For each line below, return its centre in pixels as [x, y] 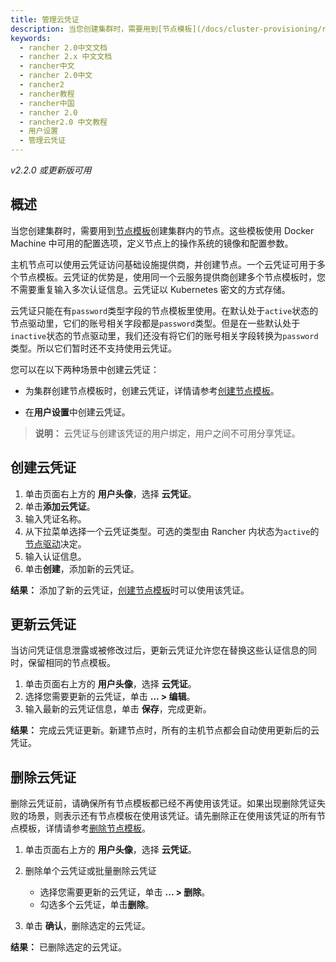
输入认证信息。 [55, 556]
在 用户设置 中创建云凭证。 [77, 412]
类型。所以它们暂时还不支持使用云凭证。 [93, 348]
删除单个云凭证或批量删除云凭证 [90, 871]
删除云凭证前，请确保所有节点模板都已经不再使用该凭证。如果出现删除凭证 [163, 803]
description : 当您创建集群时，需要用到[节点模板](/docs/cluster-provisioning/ [166, 29]
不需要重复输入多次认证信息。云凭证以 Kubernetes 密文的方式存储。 [150, 289]
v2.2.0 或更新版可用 [51, 170]
